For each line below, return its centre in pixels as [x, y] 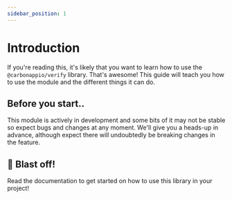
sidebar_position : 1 [37, 14]
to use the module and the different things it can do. [81, 82]
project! [18, 189]
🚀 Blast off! [31, 164]
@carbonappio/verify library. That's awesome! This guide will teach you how [116, 74]
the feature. [24, 142]
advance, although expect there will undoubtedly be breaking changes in [111, 135]
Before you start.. [46, 104]
